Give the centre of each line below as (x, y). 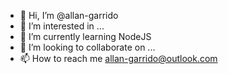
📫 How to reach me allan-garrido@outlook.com (118, 58)
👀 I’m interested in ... (62, 26)
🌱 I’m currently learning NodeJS (85, 36)
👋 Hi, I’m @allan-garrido (69, 15)
